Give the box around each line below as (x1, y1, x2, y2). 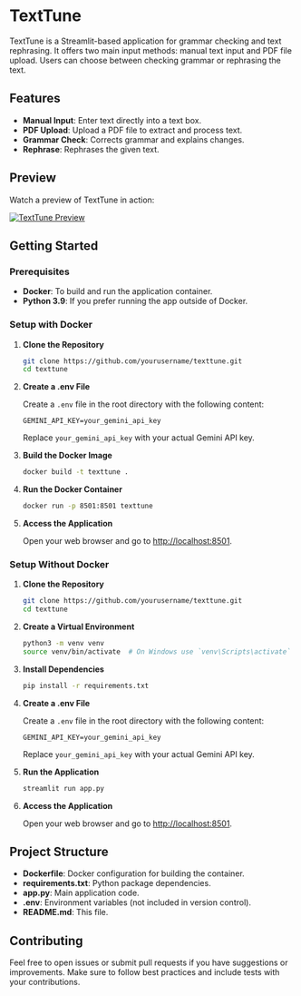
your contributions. (9, 977, 81, 988)
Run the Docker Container (22, 484, 122, 495)
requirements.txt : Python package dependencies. (22, 878, 211, 889)
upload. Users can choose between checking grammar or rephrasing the (9, 54, 281, 65)
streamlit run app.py (22, 784, 104, 793)
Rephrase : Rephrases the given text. (22, 143, 160, 154)
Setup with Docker (9, 319, 93, 331)
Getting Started (9, 238, 99, 253)
